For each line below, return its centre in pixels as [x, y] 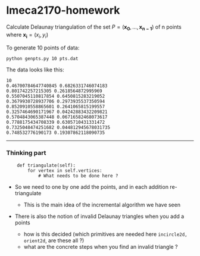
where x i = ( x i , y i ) [27, 35]
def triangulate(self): [46, 165]
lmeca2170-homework [63, 10]
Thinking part [26, 153]
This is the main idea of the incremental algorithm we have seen [102, 205]
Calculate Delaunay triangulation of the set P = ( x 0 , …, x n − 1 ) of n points [94, 27]
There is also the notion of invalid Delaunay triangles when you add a [99, 216]
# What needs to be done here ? [78, 176]
